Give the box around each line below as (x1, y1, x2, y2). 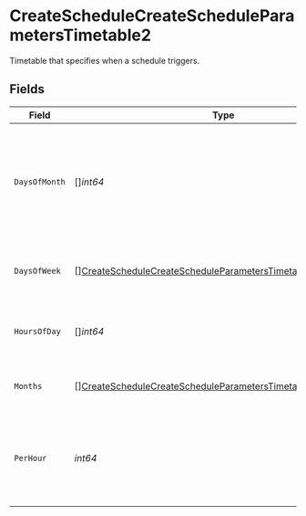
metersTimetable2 (9, 25, 152, 46)
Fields (9, 81, 46, 97)
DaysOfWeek (14, 266, 61, 276)
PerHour (14, 453, 47, 463)
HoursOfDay (14, 326, 61, 336)
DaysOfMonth (14, 176, 66, 187)
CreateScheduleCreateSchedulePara (9, 5, 295, 26)
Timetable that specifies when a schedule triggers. (9, 55, 200, 66)
